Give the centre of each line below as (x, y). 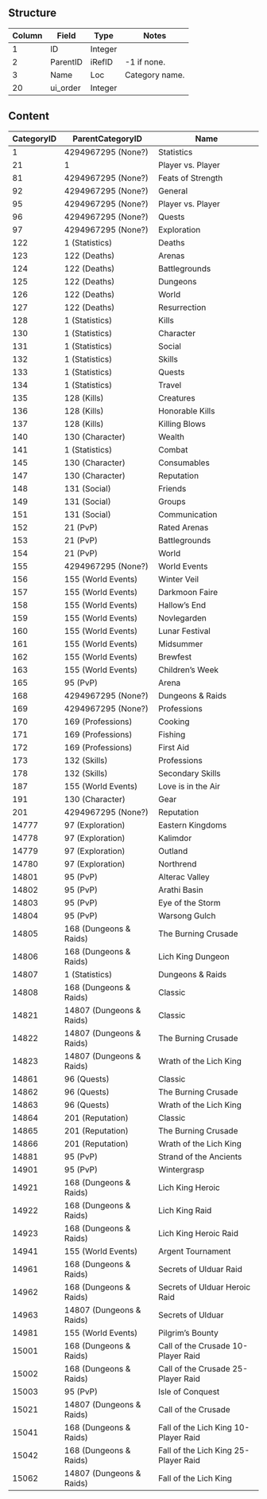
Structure (33, 13)
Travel (170, 385)
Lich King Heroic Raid (199, 1233)
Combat (173, 449)
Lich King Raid (185, 1210)
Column (27, 35)
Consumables (184, 463)
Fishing (172, 734)
